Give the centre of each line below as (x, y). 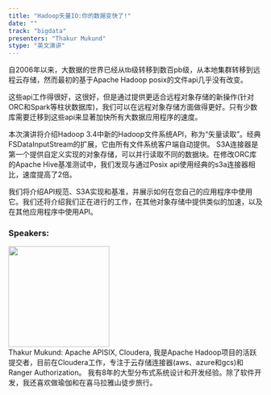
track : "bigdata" (38, 31)
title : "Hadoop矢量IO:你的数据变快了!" (70, 16)
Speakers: (29, 233)
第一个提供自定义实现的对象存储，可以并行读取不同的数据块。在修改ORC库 (132, 155)
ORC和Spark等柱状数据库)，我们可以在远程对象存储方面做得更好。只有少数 (133, 107)
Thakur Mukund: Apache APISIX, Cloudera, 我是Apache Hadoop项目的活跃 (133, 352)
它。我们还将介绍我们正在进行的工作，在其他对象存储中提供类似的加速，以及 (135, 202)
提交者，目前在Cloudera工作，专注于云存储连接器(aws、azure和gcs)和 (126, 363)
